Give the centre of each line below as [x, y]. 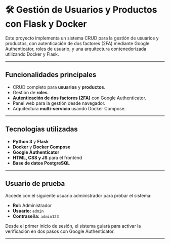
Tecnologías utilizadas [41, 129]
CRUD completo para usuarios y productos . [59, 87]
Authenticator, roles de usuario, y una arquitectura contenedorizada [76, 49]
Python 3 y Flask [31, 141]
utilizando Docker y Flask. [32, 54]
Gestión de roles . [31, 92]
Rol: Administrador [32, 206]
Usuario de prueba [35, 184]
